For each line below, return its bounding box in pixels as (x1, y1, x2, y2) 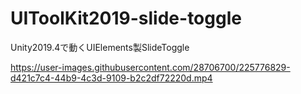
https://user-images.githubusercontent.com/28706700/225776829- (10, 61, 291, 73)
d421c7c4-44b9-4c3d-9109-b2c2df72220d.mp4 (10, 72, 213, 84)
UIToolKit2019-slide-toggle (10, 7, 242, 30)
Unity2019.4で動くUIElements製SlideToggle (10, 41, 190, 53)
